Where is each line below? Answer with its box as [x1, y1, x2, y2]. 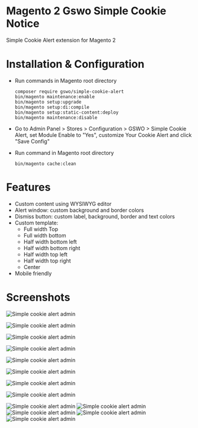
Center [23, 263, 41, 270]
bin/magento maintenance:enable [14, 93, 95, 99]
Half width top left [23, 251, 68, 258]
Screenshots [6, 290, 71, 304]
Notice [6, 17, 40, 30]
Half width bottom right [23, 244, 81, 251]
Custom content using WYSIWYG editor [14, 200, 112, 207]
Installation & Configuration [6, 58, 145, 71]
